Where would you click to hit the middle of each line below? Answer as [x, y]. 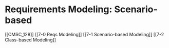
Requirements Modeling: [59, 9]
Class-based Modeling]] [30, 40]
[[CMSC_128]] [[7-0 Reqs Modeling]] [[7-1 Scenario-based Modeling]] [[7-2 [85, 34]
